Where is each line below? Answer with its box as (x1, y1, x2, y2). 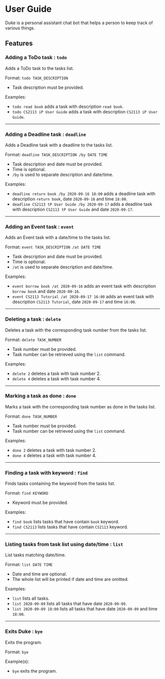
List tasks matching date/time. (5, 552, 66, 558)
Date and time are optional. (12, 571, 67, 577)
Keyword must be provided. (12, 500, 69, 506)
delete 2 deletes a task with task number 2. (12, 371, 101, 376)
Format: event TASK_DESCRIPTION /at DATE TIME (5, 244, 101, 250)
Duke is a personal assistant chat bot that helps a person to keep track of (5, 20, 153, 26)
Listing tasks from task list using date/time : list (5, 541, 124, 548)
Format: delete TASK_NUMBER (5, 337, 62, 342)
